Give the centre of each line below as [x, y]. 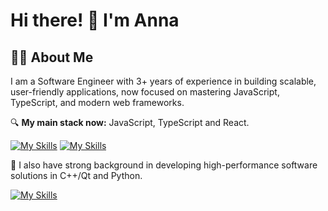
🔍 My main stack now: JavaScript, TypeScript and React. [130, 122]
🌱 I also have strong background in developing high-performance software [164, 165]
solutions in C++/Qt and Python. [76, 175]
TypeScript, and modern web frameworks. [97, 102]
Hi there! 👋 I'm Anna [95, 20]
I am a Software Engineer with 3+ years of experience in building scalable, [163, 81]
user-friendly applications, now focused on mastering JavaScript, [145, 92]
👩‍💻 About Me [52, 57]
